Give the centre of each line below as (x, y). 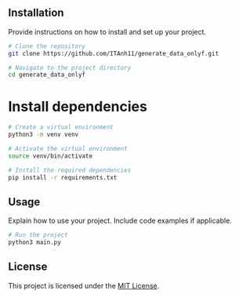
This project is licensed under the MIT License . (84, 285)
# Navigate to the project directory (70, 67)
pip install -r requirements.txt (63, 177)
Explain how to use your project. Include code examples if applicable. (120, 221)
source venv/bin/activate (50, 156)
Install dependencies (78, 106)
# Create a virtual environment (61, 127)
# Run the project (38, 235)
